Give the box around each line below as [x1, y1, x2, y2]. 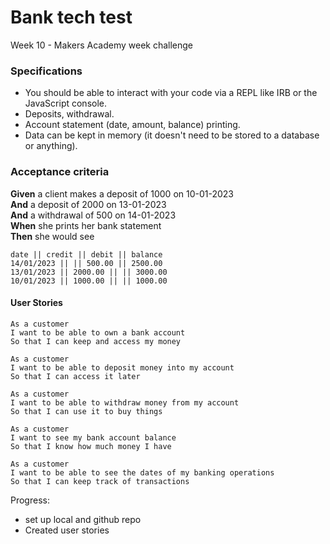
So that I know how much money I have [10, 441, 172, 451]
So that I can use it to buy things [10, 406, 163, 416]
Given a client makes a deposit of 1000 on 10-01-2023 [10, 187, 235, 200]
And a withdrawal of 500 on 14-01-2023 [10, 209, 177, 221]
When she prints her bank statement [10, 219, 162, 231]
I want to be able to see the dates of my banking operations [10, 467, 275, 478]
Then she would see [10, 230, 95, 242]
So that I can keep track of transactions [10, 476, 190, 486]
